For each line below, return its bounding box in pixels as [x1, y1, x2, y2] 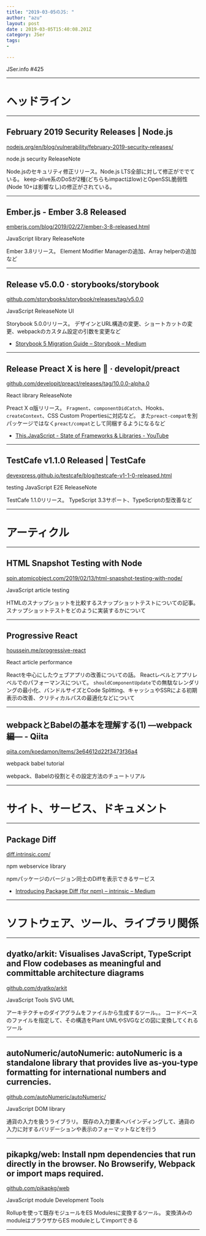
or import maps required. [6, 1168, 104, 1178]
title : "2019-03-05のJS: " [6, 9, 75, 15]
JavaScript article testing [6, 586, 69, 594]
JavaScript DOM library [6, 1105, 66, 1112]
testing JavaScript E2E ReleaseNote [6, 483, 97, 491]
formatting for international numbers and [6, 1067, 167, 1078]
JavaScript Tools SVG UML [6, 996, 75, 1004]
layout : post [6, 20, 40, 26]
